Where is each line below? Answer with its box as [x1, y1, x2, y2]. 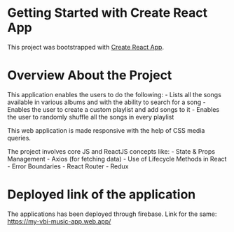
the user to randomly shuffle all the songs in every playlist [7, 113, 174, 121]
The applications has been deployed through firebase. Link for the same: [7, 210, 217, 218]
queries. [7, 133, 32, 142]
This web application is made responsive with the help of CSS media [7, 126, 205, 134]
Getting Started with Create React [7, 5, 208, 21]
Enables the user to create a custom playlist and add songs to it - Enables [7, 105, 219, 113]
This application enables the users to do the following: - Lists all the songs [7, 90, 222, 99]
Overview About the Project [7, 68, 172, 83]
